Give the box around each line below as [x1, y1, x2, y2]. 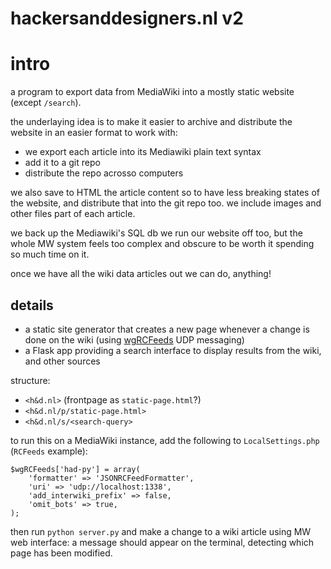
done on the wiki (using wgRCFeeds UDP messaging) [24, 333, 245, 346]
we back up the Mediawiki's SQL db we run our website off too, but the [10, 227, 303, 239]
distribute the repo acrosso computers [24, 167, 184, 179]
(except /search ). [10, 97, 82, 109]
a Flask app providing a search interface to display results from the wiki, [24, 344, 322, 356]
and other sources [24, 355, 101, 367]
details [10, 297, 54, 314]
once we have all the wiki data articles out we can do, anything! [10, 268, 272, 280]
